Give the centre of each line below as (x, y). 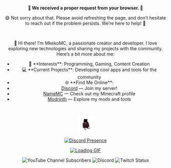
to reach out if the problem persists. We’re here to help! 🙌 (85, 23)
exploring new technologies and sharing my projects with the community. (85, 48)
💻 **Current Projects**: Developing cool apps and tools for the (89, 70)
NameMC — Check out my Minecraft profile (89, 94)
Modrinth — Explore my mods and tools (89, 99)
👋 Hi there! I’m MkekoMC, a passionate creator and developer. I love (85, 43)
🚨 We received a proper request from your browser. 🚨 (85, 8)
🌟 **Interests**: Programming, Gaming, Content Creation (89, 64)
